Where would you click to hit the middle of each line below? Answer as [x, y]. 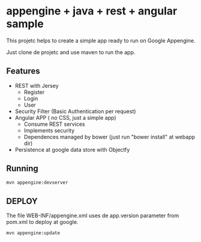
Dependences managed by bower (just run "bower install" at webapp [109, 137]
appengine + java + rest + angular [92, 11]
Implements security [49, 130]
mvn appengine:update [33, 233]
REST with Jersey [37, 85]
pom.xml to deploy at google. [42, 222]
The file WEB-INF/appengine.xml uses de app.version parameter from [93, 216]
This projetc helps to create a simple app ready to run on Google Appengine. [101, 40]
